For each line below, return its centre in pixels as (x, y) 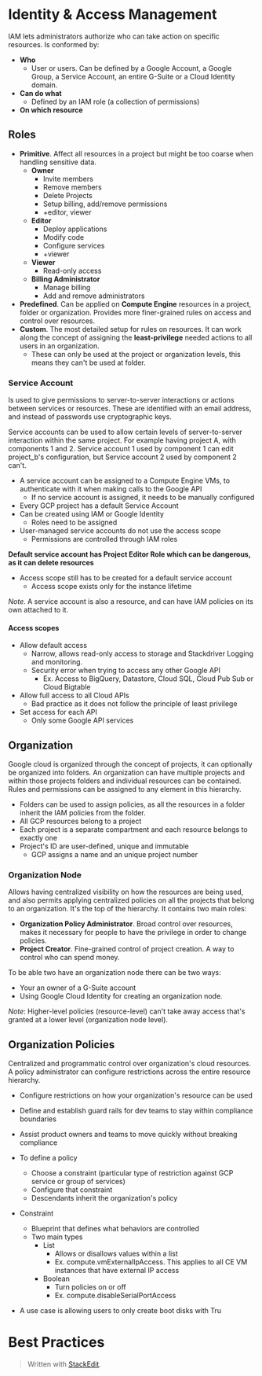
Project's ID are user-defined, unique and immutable (104, 846)
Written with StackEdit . (64, 1364)
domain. (44, 85)
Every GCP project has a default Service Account (99, 506)
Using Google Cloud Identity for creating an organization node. (121, 996)
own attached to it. (38, 610)
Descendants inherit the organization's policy (104, 1198)
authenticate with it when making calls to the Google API (111, 489)
